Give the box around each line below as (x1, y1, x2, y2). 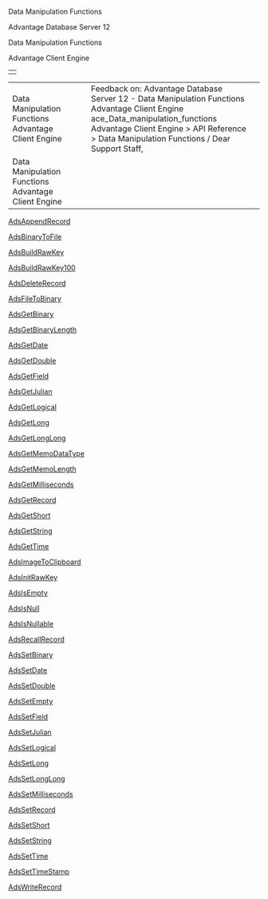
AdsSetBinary (8, 650, 53, 659)
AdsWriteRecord (8, 882, 62, 892)
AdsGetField (8, 372, 49, 380)
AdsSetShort (8, 821, 50, 829)
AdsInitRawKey (8, 573, 58, 582)
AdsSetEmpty (8, 697, 53, 706)
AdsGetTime (8, 542, 49, 551)
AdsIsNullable (8, 619, 54, 628)
